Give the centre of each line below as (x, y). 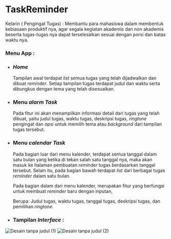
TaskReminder (37, 9)
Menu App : (20, 53)
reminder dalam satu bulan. (41, 176)
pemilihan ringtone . (33, 206)
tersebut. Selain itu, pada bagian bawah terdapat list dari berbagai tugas (89, 170)
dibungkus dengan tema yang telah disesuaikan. (64, 89)
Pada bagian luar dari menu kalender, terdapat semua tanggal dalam (85, 154)
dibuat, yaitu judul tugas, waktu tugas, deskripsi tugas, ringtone (80, 119)
